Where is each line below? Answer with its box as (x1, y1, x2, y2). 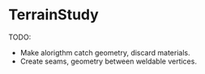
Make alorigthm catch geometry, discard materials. (19, 47, 190, 57)
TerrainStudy (8, 6, 99, 24)
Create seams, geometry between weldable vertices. (19, 56, 197, 66)
